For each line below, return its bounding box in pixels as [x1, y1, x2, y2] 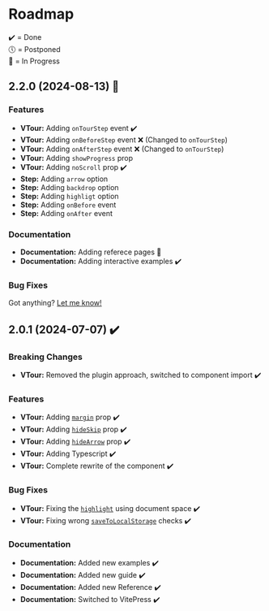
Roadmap [8, 5, 75, 24]
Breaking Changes [8, 351, 83, 362]
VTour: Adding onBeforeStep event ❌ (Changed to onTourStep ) [19, 135, 228, 145]
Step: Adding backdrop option [19, 182, 119, 192]
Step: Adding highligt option [19, 191, 119, 201]
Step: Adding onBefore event [19, 200, 117, 210]
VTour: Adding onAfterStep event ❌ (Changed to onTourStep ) [19, 144, 224, 154]
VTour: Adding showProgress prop [19, 153, 134, 162]
